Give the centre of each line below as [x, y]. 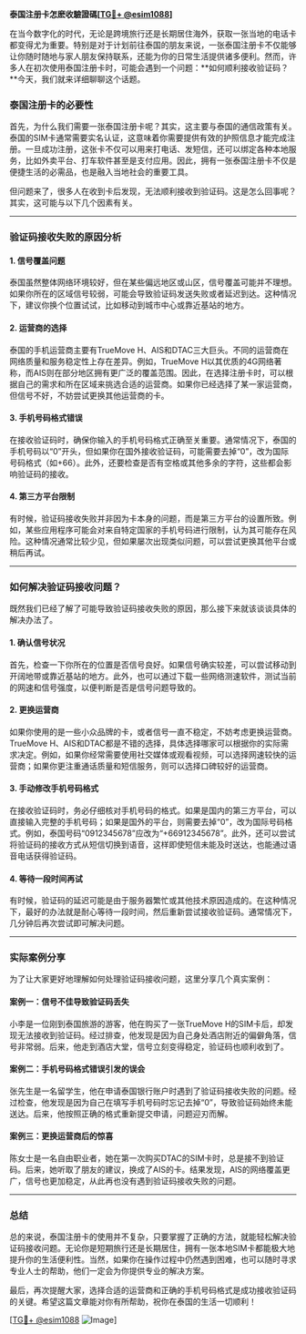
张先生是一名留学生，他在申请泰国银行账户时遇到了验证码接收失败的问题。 [149, 1091]
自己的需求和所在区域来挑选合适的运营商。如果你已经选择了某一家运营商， [157, 384]
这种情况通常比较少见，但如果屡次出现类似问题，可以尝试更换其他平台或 [161, 542]
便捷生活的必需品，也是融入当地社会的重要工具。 [101, 172]
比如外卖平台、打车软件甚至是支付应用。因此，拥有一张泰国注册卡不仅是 [161, 161]
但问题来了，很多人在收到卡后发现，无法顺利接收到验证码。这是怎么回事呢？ [153, 191]
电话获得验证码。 [49, 856]
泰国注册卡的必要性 [51, 105]
